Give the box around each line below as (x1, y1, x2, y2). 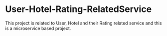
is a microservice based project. (5, 25, 71, 31)
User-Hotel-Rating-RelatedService (5, 3, 152, 15)
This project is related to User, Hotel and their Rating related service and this (5, 20, 162, 26)
